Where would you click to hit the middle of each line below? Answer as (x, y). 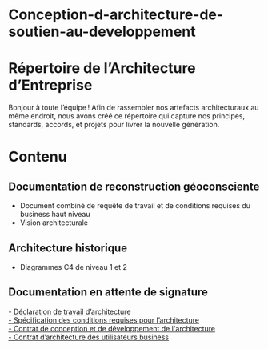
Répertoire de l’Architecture (102, 68)
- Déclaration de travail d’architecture (70, 311)
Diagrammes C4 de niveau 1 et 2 (74, 267)
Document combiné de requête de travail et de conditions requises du (135, 206)
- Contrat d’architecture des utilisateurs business (89, 337)
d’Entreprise (50, 85)
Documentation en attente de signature (108, 293)
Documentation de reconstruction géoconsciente (134, 186)
